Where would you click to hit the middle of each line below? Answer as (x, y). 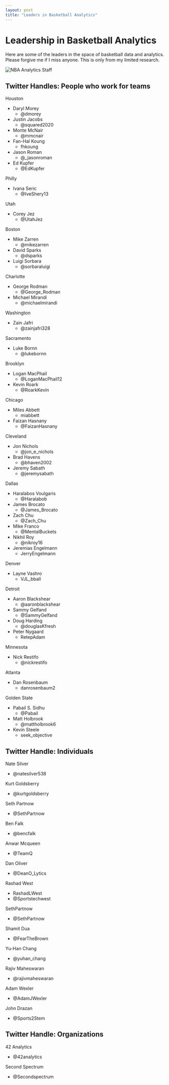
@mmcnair (32, 136)
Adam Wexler (20, 988)
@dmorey (31, 114)
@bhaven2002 (36, 463)
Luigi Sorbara (27, 261)
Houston (14, 99)
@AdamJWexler (30, 999)
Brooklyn (15, 364)
